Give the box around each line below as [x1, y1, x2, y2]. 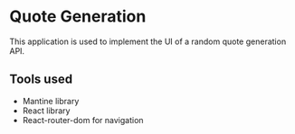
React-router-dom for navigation [22, 114, 144, 125]
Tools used [9, 72, 73, 87]
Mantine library [22, 95, 80, 106]
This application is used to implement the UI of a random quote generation [9, 36, 287, 47]
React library [22, 105, 71, 116]
